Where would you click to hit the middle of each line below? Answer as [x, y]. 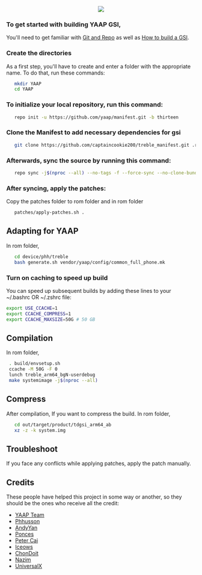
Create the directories [39, 53]
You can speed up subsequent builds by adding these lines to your [89, 291]
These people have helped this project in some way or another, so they [94, 497]
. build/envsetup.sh [35, 364]
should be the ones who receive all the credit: [63, 503]
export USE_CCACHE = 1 [32, 308]
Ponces [24, 534]
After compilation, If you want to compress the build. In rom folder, [88, 414]
